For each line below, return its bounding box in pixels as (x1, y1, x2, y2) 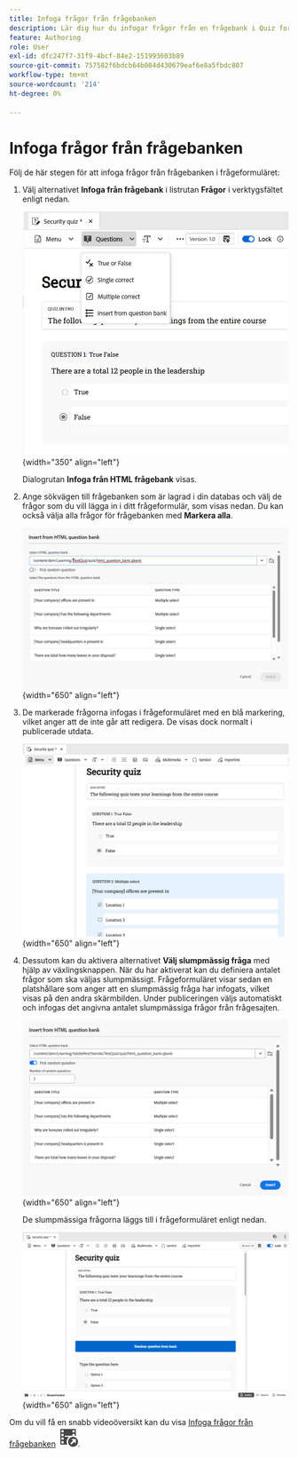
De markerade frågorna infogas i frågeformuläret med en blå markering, (21, 707, 286, 717)
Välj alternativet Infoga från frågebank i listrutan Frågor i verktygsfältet (21, 185, 284, 195)
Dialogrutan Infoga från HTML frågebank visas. (21, 473, 198, 484)
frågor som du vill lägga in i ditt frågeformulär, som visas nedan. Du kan (21, 500, 284, 511)
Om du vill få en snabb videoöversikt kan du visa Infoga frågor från (9, 1417, 254, 1428)
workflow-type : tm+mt (9, 71, 90, 80)
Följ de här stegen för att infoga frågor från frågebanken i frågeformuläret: (9, 167, 280, 178)
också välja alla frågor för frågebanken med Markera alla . (21, 510, 233, 520)
